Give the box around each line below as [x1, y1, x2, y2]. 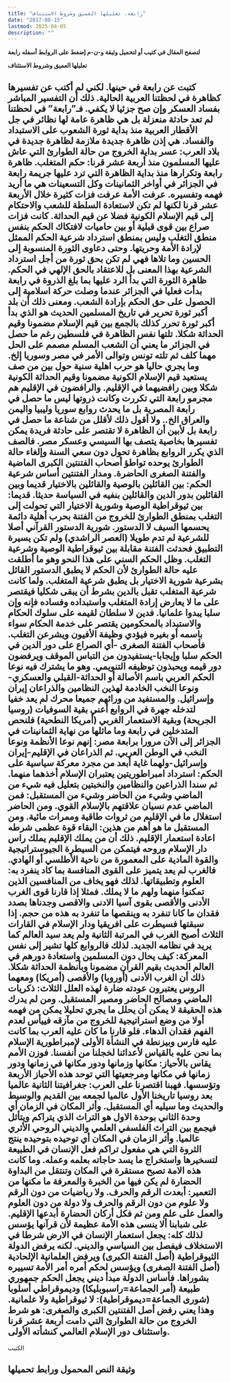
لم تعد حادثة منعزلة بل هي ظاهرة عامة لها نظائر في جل [8, 113, 214, 125]
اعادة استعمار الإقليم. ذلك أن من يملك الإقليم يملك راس [8, 832, 215, 844]
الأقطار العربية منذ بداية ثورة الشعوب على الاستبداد [8, 124, 198, 136]
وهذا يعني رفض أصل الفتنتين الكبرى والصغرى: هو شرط [8, 1304, 214, 1315]
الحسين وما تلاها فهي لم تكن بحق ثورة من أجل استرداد [8, 253, 211, 264]
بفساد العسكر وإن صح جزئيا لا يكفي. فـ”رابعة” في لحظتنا [8, 102, 220, 114]
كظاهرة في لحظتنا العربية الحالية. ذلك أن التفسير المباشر [8, 92, 221, 104]
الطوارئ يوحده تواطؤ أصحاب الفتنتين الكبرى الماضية [8, 457, 204, 468]
